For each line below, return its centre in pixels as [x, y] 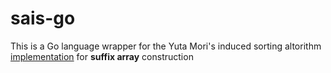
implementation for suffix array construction [102, 56]
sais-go [43, 18]
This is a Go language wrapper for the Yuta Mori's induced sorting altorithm [166, 46]
